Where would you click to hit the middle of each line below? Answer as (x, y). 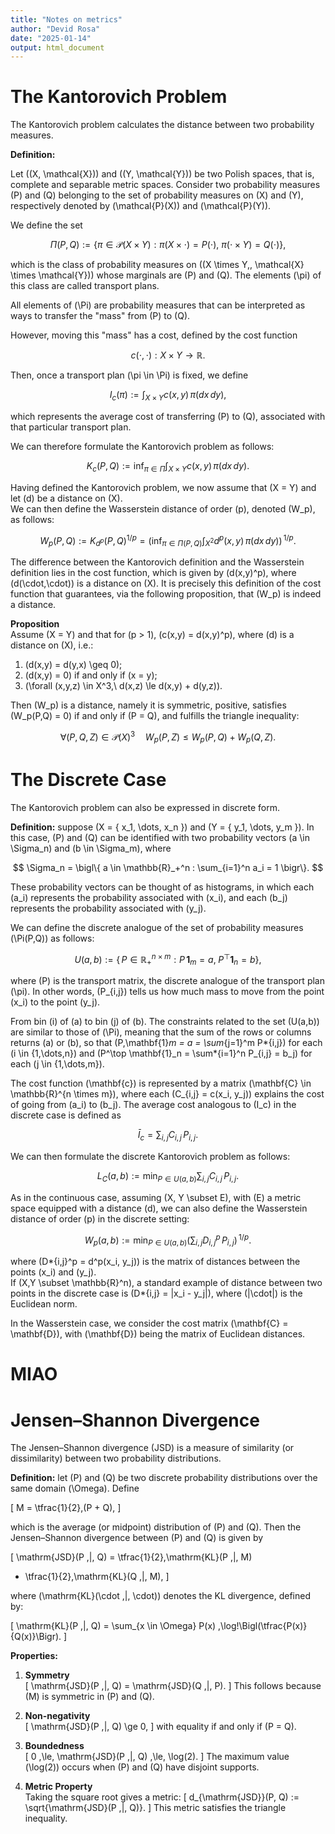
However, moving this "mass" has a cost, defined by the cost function (154, 335)
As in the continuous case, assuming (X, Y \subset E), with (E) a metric (156, 1197)
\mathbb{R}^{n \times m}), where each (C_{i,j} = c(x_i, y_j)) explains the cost (167, 1094)
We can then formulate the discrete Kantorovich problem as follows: (150, 1156)
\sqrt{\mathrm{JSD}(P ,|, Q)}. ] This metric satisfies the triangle (155, 1808)
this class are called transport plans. (85, 286)
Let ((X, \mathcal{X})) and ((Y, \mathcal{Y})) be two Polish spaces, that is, (162, 174)
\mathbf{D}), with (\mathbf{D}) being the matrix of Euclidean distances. (158, 1334)
